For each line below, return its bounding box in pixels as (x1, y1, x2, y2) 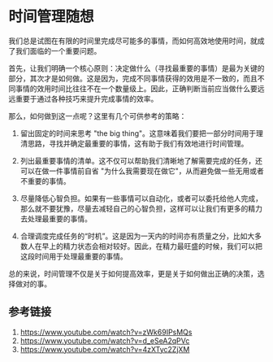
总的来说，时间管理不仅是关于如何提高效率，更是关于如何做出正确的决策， (8, 268, 258, 278)
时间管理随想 (8, 7, 95, 26)
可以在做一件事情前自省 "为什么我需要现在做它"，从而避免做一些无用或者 (19, 166, 264, 176)
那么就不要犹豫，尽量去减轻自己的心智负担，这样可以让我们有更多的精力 (19, 203, 262, 213)
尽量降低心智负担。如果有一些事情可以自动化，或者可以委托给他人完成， (19, 193, 262, 203)
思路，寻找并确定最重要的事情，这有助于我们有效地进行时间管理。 (27, 138, 249, 148)
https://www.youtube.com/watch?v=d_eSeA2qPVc (19, 335, 190, 346)
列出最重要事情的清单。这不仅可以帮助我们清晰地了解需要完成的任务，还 (19, 155, 262, 165)
